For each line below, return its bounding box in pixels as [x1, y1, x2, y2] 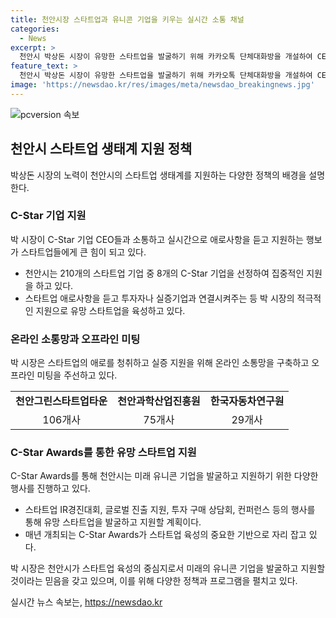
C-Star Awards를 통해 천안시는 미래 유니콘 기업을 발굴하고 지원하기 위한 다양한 [10, 470, 319, 482]
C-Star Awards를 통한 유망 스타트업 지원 [10, 446, 197, 460]
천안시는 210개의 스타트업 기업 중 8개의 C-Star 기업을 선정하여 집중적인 [24, 267, 305, 279]
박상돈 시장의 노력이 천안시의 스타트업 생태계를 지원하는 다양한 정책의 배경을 [10, 169, 307, 181]
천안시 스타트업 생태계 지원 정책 [10, 141, 193, 158]
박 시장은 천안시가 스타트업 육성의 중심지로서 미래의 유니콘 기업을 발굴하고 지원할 [10, 562, 326, 575]
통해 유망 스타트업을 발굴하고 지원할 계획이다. [24, 516, 202, 528]
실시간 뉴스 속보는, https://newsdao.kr [10, 596, 163, 608]
